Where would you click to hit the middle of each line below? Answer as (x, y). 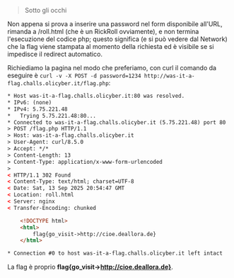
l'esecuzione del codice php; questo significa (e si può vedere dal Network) (117, 39)
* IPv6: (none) (30, 102)
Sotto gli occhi (46, 10)
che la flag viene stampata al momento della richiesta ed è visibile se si (111, 46)
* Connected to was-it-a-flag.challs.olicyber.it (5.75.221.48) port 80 (117, 122)
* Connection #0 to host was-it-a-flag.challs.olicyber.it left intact (115, 254)
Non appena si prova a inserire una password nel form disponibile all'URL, (115, 24)
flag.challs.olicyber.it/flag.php (58, 84)
